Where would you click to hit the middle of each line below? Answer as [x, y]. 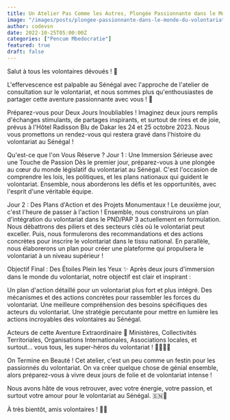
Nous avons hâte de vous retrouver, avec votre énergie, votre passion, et [110, 388]
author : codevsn [30, 26]
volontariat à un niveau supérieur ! [55, 255]
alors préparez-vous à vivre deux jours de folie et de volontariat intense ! [110, 375]
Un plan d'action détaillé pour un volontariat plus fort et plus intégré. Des [110, 290]
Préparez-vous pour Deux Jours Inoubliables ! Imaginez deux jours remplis [112, 112]
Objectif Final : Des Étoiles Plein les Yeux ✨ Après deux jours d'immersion [111, 269]
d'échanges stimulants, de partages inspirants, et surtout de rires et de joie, [114, 119]
